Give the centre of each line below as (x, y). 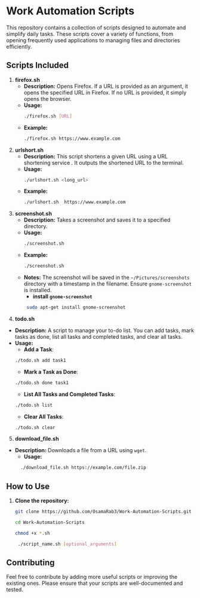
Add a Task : (39, 349)
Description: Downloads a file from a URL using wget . (81, 450)
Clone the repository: (42, 501)
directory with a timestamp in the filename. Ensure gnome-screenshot (108, 284)
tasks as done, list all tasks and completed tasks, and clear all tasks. (99, 336)
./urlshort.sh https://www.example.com (75, 202)
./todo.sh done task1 (41, 383)
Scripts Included (38, 65)
